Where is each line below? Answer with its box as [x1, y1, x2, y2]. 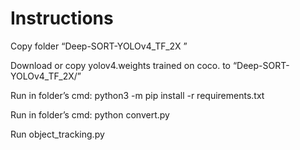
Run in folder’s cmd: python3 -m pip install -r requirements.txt [10, 89, 265, 101]
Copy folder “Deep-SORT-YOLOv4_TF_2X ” [10, 40, 188, 52]
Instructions [10, 7, 114, 30]
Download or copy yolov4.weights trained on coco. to [10, 59, 231, 71]
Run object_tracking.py [10, 128, 105, 140]
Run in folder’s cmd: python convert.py [10, 108, 170, 121]
